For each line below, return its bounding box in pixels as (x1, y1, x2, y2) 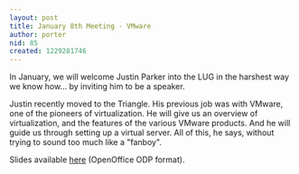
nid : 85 (9, 38, 39, 48)
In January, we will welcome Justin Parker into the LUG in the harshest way (9, 71, 289, 82)
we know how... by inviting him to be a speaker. (9, 81, 185, 92)
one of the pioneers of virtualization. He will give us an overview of (9, 108, 258, 119)
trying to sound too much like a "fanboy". (9, 137, 163, 148)
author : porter (9, 30, 67, 39)
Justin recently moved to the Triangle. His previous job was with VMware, (9, 98, 284, 109)
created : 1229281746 (9, 47, 88, 56)
